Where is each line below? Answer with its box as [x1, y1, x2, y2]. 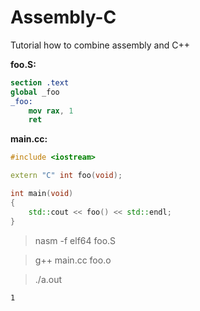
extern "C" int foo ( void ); [10, 171, 123, 181]
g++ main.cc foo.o [34, 254, 112, 266]
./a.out [34, 273, 63, 285]
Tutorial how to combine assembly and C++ [10, 39, 190, 51]
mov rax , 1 [28, 106, 74, 116]
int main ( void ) [10, 189, 74, 199]
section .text [10, 77, 70, 88]
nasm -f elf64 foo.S [34, 234, 117, 246]
